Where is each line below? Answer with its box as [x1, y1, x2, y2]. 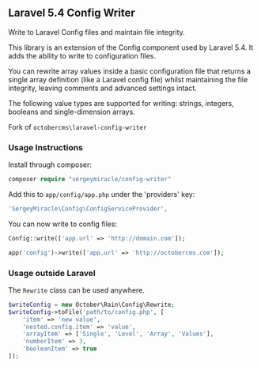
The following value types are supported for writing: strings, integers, [8, 98, 235, 108]
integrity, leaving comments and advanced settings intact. [8, 83, 198, 93]
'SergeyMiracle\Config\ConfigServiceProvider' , [8, 205, 168, 213]
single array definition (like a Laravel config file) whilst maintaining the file [8, 74, 248, 84]
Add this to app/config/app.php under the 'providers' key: [8, 189, 195, 199]
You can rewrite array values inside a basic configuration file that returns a [8, 66, 252, 76]
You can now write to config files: [8, 219, 117, 229]
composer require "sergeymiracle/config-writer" [8, 176, 172, 183]
